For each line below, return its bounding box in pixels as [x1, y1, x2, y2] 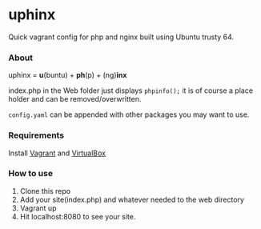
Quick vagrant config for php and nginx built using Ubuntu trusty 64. [8, 32, 235, 42]
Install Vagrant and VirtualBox [8, 148, 106, 158]
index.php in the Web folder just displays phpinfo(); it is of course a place [8, 86, 254, 95]
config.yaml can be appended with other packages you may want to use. [8, 110, 250, 119]
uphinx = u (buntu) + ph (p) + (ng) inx [8, 70, 127, 80]
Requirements [8, 130, 65, 141]
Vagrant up [19, 203, 57, 213]
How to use [8, 168, 54, 179]
